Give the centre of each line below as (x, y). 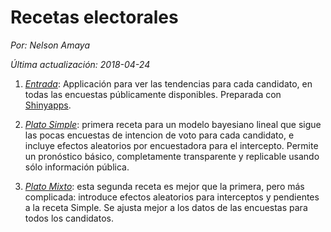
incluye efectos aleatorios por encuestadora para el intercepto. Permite (171, 145)
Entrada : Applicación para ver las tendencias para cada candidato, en (168, 83)
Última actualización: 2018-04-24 (80, 64)
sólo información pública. (77, 167)
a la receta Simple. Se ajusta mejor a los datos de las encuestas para (166, 207)
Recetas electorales (94, 17)
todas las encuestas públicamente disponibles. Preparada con (153, 94)
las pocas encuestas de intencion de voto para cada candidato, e (159, 135)
